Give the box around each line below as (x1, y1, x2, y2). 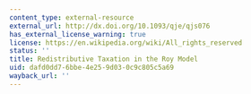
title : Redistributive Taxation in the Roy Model (9, 55, 199, 64)
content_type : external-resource (9, 13, 134, 22)
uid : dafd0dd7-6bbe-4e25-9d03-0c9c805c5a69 (9, 64, 175, 73)
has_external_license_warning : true (9, 30, 146, 38)
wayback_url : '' (9, 72, 70, 81)
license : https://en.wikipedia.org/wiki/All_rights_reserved (9, 38, 243, 47)
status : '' (9, 47, 50, 56)
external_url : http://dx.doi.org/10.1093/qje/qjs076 (9, 21, 211, 30)
